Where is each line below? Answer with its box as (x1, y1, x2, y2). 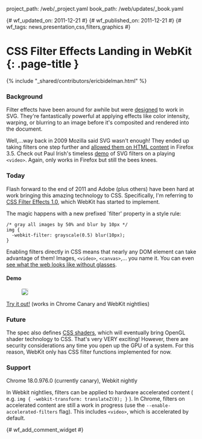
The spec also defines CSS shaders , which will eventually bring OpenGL (6, 329, 186, 336)
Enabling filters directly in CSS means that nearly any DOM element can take (6, 248, 197, 255)
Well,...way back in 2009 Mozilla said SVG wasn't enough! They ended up (6, 137, 190, 145)
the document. (6, 125, 43, 132)
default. (6, 414, 26, 422)
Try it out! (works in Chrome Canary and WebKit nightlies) (6, 300, 150, 307)
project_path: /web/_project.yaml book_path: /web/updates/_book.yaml (6, 5, 184, 12)
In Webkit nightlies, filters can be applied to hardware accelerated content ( (6, 389, 194, 396)
